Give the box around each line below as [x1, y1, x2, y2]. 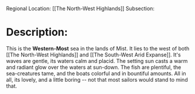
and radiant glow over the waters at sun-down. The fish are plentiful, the [6, 63, 181, 70]
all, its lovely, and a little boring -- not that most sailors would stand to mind [6, 76, 188, 83]
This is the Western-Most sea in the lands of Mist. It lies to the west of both [6, 45, 190, 52]
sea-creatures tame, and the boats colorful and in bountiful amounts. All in [6, 70, 186, 77]
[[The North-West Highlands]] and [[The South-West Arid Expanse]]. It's [6, 51, 181, 58]
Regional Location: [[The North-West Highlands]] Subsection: [6, 5, 154, 12]
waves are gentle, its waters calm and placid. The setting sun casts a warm [6, 57, 188, 64]
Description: [6, 26, 68, 39]
